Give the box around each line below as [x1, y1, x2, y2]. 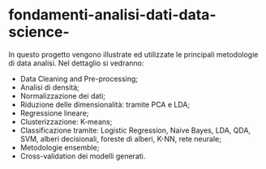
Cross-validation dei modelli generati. [19, 151, 146, 161]
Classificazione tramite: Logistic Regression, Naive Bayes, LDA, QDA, [19, 125, 251, 135]
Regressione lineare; [19, 108, 89, 118]
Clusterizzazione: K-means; [19, 116, 113, 126]
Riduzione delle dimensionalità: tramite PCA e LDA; [19, 99, 191, 109]
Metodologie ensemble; [19, 142, 100, 152]
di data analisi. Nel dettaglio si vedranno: [8, 58, 144, 68]
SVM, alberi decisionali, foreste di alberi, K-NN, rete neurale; [19, 133, 221, 143]
